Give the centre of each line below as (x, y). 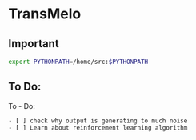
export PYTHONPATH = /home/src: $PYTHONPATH (78, 62)
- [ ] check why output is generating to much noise (98, 121)
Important (34, 44)
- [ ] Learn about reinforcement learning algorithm (98, 128)
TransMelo (45, 14)
